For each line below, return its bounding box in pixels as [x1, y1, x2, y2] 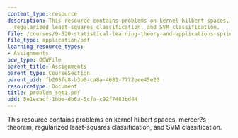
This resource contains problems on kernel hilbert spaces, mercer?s [7, 115, 207, 124]
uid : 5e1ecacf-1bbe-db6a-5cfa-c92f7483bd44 [7, 96, 138, 103]
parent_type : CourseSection [7, 69, 91, 76]
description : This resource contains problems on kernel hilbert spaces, [7, 17, 230, 24]
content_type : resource [7, 10, 78, 18]
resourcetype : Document [7, 83, 78, 90]
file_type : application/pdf [7, 37, 91, 44]
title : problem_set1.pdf [7, 89, 81, 96]
